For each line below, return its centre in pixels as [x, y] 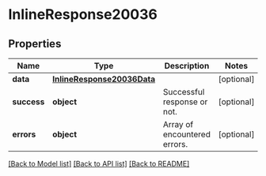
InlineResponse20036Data [104, 79]
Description [187, 66]
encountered [187, 134]
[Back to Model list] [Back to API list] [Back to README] [99, 164]
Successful [184, 92]
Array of [178, 124]
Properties [35, 44]
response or [185, 102]
